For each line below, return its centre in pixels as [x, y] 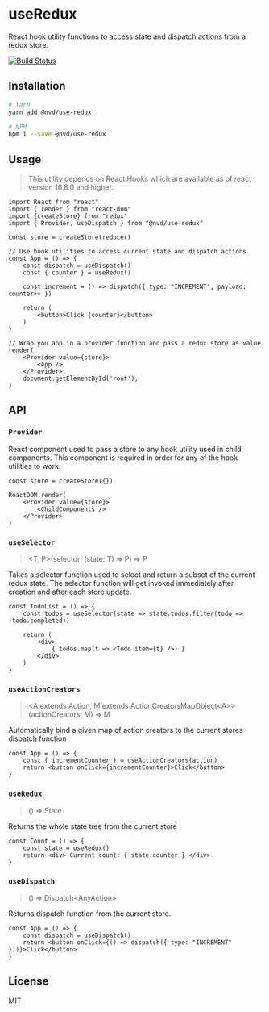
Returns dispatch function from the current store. [90, 914]
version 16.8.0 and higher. [71, 187]
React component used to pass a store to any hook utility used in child [125, 449]
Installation [37, 86]
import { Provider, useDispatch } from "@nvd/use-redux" [106, 224]
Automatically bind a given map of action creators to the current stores [126, 730]
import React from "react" [54, 203]
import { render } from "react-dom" [70, 209]
